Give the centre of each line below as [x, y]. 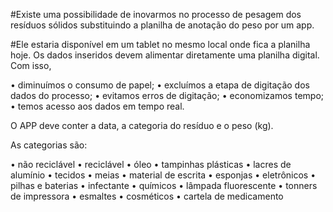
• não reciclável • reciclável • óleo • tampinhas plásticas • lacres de [151, 164]
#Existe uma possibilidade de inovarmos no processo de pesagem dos [156, 14]
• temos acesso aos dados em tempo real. [97, 106]
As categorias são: [49, 145]
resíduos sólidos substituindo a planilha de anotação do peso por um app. [162, 25]
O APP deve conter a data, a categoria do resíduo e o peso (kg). [142, 125]
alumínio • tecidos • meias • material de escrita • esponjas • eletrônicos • [163, 175]
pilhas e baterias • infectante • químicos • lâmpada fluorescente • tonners [164, 185]
